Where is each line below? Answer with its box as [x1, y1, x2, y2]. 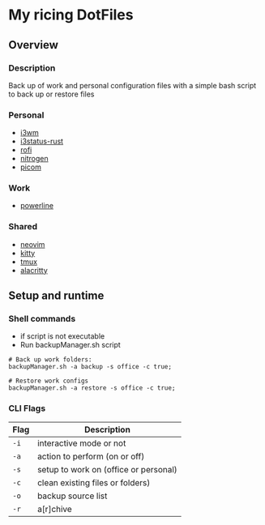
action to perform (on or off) [37, 450, 145, 462]
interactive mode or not [37, 437, 126, 449]
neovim [19, 239, 45, 249]
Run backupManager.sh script [19, 340, 122, 350]
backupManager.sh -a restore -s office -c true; [8, 384, 176, 392]
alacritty [19, 265, 49, 275]
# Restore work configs [8, 377, 89, 386]
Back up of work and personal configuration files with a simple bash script [8, 80, 257, 90]
